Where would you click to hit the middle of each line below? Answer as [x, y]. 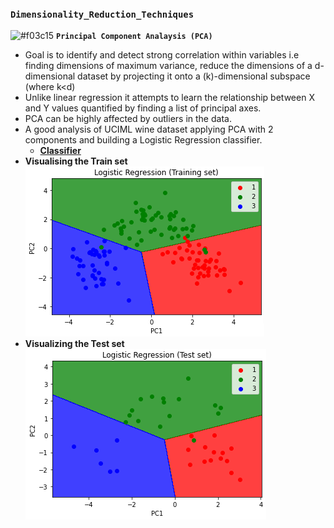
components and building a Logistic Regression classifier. [143, 140]
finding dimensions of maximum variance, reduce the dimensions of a [168, 66]
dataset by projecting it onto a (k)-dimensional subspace [194, 76]
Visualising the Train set [76, 161]
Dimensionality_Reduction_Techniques [102, 14]
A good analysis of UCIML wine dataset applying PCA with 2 [149, 129]
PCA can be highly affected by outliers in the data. [128, 119]
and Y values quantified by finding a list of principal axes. [143, 108]
